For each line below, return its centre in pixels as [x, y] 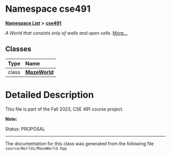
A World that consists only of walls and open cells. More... [66, 33]
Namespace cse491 [48, 9]
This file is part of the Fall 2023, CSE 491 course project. [64, 109]
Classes [18, 49]
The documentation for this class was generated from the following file [80, 143]
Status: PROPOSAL [25, 129]
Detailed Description [50, 95]
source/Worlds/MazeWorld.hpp [36, 148]
